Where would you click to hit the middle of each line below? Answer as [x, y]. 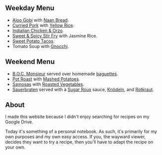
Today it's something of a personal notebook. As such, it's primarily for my [81, 132]
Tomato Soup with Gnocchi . [41, 46]
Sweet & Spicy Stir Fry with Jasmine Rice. [55, 36]
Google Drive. [19, 122]
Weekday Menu [30, 8]
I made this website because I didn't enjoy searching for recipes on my [77, 117]
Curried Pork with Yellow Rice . [43, 25]
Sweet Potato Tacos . [33, 41]
